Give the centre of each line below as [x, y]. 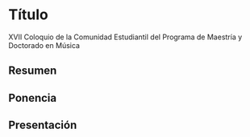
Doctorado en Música [44, 45]
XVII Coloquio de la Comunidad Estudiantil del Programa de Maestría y [125, 37]
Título [28, 15]
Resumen [33, 71]
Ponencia [33, 98]
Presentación [43, 125]
